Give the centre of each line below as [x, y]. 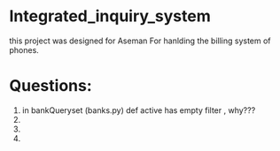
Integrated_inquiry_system [110, 16]
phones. [24, 49]
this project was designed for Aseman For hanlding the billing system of [140, 41]
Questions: [51, 86]
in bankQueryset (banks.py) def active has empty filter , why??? [139, 110]
